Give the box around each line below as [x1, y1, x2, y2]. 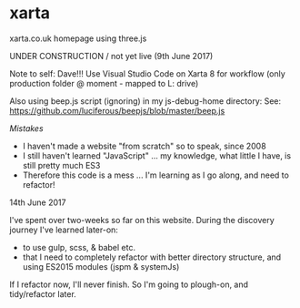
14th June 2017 [9, 197, 66, 208]
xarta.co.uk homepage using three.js [9, 33, 147, 44]
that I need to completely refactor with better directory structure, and [22, 252, 282, 262]
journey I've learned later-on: [9, 224, 118, 235]
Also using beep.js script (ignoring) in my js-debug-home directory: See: [9, 95, 282, 107]
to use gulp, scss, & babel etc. [22, 241, 136, 252]
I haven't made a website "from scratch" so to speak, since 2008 [22, 140, 266, 151]
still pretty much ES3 [22, 159, 101, 170]
